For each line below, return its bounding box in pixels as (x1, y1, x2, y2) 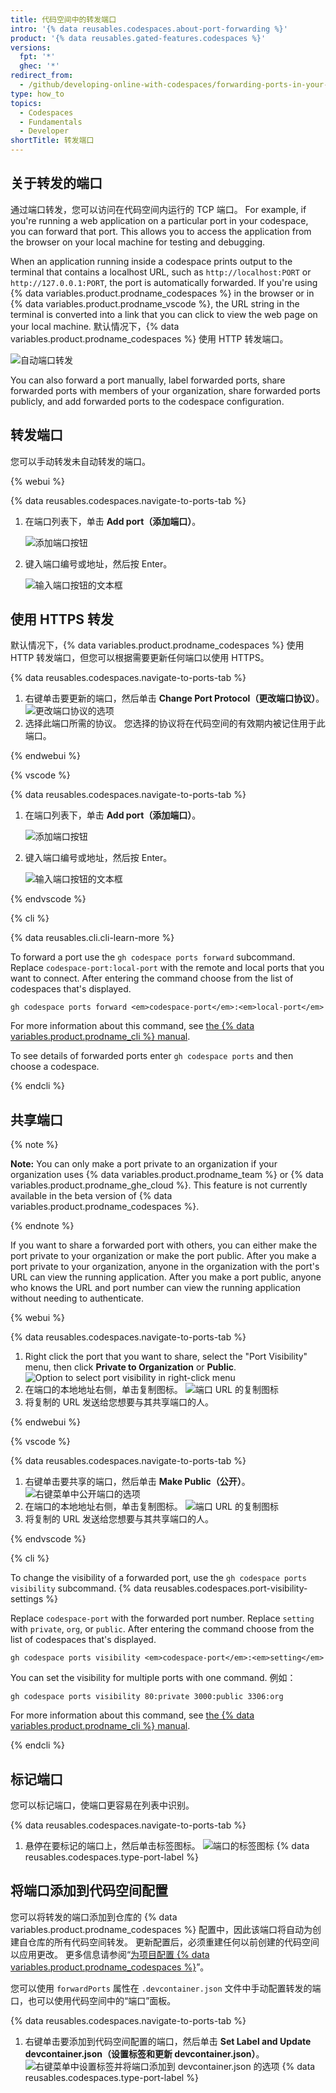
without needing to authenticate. (10, 1292, 145, 1305)
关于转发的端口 (10, 175, 103, 192)
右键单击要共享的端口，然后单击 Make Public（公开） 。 (24, 1476, 251, 1488)
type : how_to (10, 89, 65, 99)
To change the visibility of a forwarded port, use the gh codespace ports (10, 1572, 307, 1584)
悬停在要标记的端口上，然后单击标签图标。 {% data (24, 1840, 310, 1852)
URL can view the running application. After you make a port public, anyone (10, 1271, 322, 1283)
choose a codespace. (10, 1061, 100, 1073)
